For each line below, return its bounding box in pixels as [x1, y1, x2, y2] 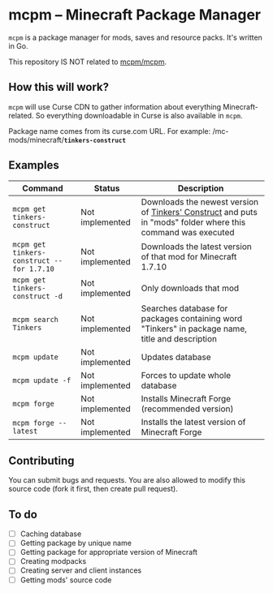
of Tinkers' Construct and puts [141, 206, 258, 217]
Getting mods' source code [19, 574, 112, 585]
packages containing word [141, 312, 243, 324]
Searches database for [141, 303, 228, 314]
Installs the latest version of [141, 416, 246, 428]
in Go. [8, 41, 28, 50]
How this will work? [8, 80, 110, 94]
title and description [141, 333, 218, 344]
